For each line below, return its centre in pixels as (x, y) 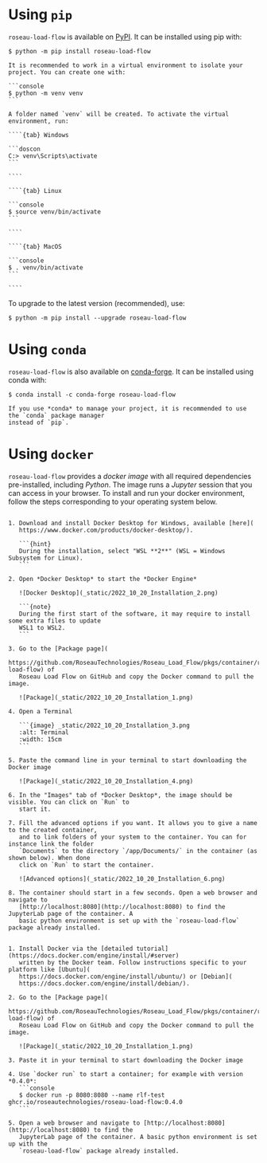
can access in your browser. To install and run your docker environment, (126, 493)
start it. (35, 809)
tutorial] (153, 949)
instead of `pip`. (39, 422)
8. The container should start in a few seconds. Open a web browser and (133, 893)
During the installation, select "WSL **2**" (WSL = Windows (122, 551)
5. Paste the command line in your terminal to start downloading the (128, 760)
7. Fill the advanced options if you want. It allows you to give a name (133, 823)
